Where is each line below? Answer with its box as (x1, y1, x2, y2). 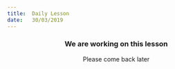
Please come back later (82, 55, 150, 63)
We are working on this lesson (64, 39, 168, 49)
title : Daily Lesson (7, 10, 70, 17)
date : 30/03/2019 (7, 17, 64, 23)
